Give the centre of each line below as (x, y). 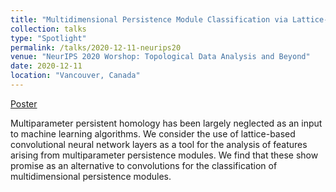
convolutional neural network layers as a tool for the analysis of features (159, 144)
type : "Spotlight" (48, 38)
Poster (24, 103)
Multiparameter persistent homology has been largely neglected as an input (166, 123)
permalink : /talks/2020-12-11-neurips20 (96, 47)
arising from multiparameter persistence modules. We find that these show (164, 155)
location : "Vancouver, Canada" (75, 76)
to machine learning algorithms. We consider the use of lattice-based (153, 133)
